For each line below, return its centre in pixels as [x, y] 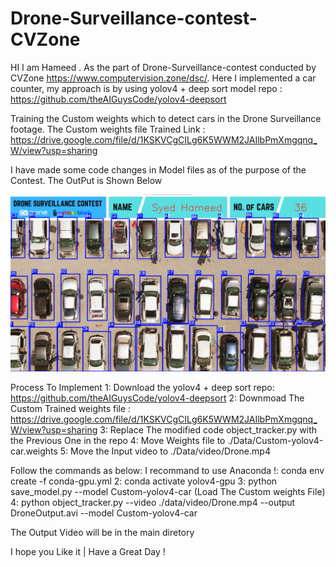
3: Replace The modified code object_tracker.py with [208, 430]
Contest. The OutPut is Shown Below [86, 180]
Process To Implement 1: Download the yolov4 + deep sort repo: [142, 388]
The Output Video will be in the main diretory [102, 533]
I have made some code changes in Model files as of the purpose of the [158, 169]
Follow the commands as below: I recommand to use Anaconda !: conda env [167, 471]
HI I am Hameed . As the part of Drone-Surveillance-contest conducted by [163, 67]
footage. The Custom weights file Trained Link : [108, 129]
